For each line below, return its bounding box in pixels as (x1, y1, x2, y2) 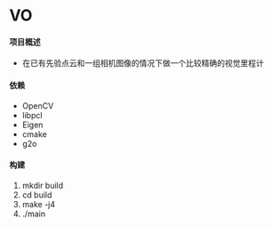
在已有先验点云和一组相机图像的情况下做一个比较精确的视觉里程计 (21, 58, 264, 69)
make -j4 (21, 199, 56, 209)
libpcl (21, 109, 43, 120)
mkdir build (21, 180, 64, 191)
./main (21, 208, 46, 219)
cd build (21, 189, 52, 200)
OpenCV (21, 100, 54, 111)
